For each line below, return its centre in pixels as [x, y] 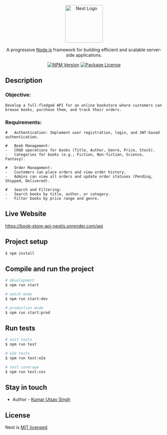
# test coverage [22, 367]
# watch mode [19, 294]
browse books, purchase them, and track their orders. [63, 110]
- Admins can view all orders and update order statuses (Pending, [79, 176]
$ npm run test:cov [25, 372]
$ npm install [20, 253]
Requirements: [23, 122]
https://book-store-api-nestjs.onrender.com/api [54, 226]
